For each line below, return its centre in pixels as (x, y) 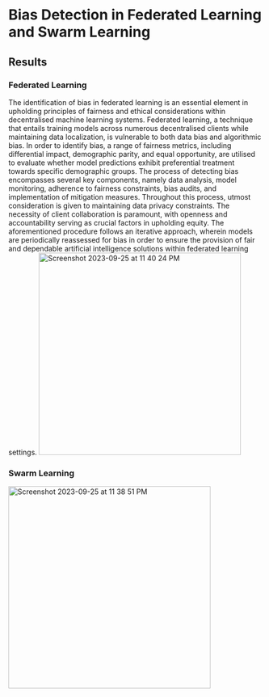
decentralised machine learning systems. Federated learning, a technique (130, 120)
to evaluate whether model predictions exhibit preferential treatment (122, 163)
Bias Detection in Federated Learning (135, 15)
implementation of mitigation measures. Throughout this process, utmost (130, 196)
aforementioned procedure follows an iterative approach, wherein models (130, 231)
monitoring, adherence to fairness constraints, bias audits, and (112, 188)
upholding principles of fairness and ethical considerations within (117, 111)
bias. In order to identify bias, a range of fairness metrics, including (120, 145)
